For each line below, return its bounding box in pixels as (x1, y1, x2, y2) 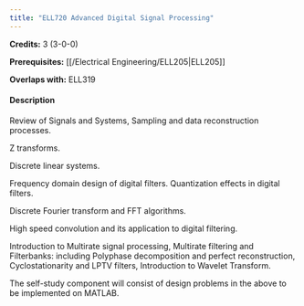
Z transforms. (9, 142, 61, 153)
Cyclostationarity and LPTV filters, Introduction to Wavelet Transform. (9, 259, 271, 270)
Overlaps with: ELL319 (9, 74, 96, 85)
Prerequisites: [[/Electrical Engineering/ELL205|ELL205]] (9, 56, 225, 67)
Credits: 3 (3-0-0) (9, 38, 79, 49)
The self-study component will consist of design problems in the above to (9, 278, 288, 289)
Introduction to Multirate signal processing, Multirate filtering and (9, 240, 254, 251)
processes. (9, 124, 52, 135)
